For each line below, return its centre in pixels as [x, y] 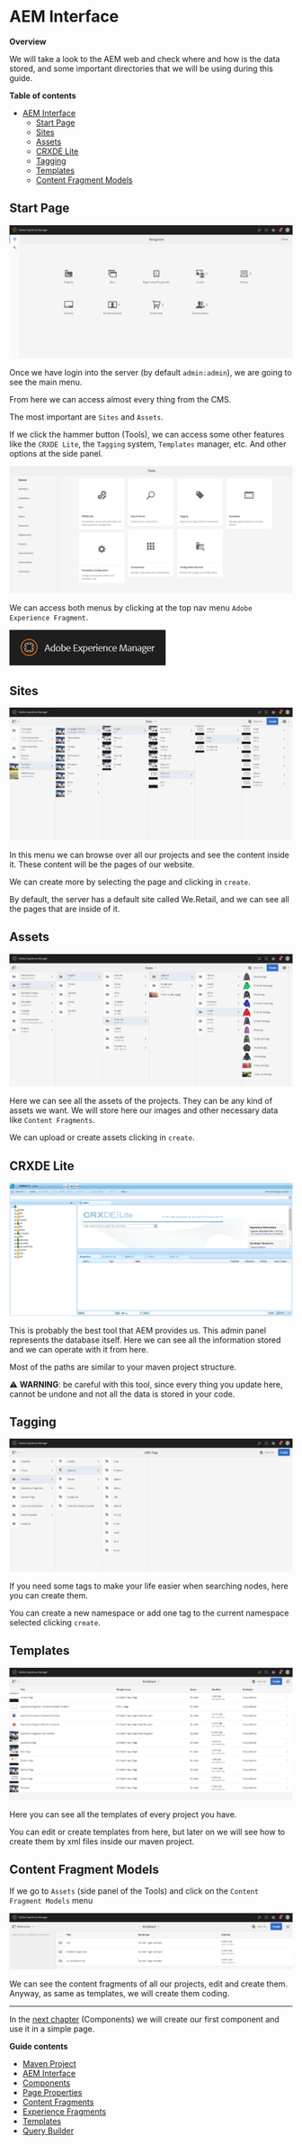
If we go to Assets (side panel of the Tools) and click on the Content [134, 1891]
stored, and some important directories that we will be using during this [142, 68]
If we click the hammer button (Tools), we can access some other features [147, 434]
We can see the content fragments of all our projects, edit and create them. [149, 1984]
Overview [28, 41]
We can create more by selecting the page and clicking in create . [130, 882]
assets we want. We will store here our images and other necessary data [144, 1110]
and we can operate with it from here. [79, 1349]
